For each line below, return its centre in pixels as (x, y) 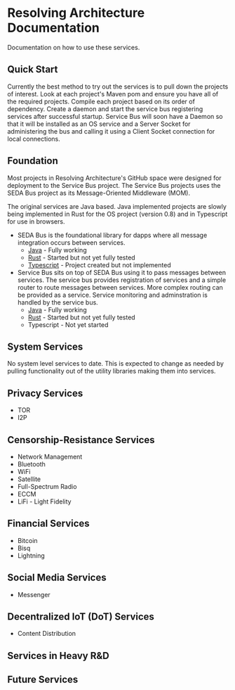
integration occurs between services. (71, 242)
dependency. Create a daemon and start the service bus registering (105, 109)
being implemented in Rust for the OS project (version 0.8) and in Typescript (117, 214)
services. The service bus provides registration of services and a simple (122, 280)
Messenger (34, 594)
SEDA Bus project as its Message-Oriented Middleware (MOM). (99, 193)
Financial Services (48, 524)
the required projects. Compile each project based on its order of (101, 101)
